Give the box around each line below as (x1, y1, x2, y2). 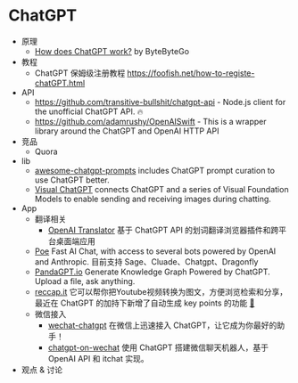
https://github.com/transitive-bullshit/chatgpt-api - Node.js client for (34, 96, 286, 107)
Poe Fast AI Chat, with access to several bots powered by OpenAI (34, 246, 277, 257)
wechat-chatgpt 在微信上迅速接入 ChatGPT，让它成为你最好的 (47, 320, 277, 330)
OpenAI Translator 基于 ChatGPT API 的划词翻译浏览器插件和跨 (47, 224, 279, 235)
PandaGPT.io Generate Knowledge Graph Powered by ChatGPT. (34, 266, 271, 277)
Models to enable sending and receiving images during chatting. (34, 193, 271, 204)
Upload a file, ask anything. (34, 275, 136, 286)
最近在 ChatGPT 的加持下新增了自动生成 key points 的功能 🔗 (34, 297, 255, 308)
